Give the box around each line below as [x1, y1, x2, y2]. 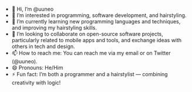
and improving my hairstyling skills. [11, 24, 97, 31]
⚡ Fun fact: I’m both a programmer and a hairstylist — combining [11, 71, 169, 77]
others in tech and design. [11, 43, 75, 50]
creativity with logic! [11, 79, 61, 86]
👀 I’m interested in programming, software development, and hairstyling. [11, 12, 187, 19]
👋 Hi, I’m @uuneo [11, 6, 54, 12]
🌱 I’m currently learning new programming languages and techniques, [11, 18, 181, 25]
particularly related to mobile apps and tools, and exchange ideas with [11, 37, 182, 43]
